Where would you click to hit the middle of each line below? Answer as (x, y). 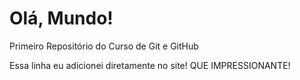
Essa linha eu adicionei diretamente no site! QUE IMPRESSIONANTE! (150, 65)
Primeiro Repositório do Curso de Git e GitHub (104, 46)
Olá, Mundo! (61, 18)
